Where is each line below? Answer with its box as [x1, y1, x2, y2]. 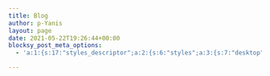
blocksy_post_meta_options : [8, 42, 103, 50]
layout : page [8, 26, 52, 34]
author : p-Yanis [8, 19, 63, 27]
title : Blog [8, 11, 48, 20]
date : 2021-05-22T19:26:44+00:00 [8, 34, 121, 42]
